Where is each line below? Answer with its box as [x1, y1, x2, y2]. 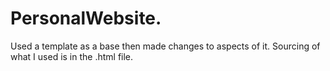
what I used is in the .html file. [10, 50, 134, 62]
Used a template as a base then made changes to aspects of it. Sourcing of [10, 40, 321, 52]
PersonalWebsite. [10, 7, 162, 30]
